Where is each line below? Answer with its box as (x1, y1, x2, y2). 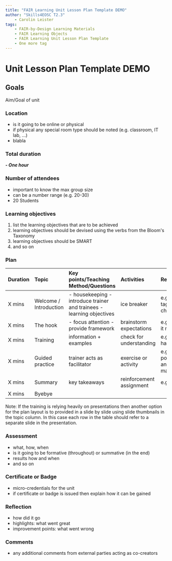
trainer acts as (68, 355, 103, 362)
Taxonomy (12, 233, 35, 239)
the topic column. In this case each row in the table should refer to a (5, 414, 149, 421)
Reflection (5, 503, 32, 510)
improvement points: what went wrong (12, 526, 94, 532)
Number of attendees (5, 175, 60, 182)
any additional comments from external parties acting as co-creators (12, 550, 158, 556)
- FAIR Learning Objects (14, 31, 68, 36)
